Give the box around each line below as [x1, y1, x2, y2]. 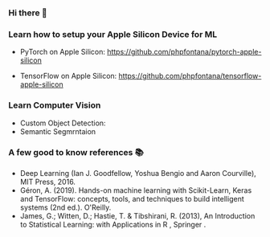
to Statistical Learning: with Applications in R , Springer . [19, 219, 207, 229]
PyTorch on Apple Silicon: [19, 47, 106, 57]
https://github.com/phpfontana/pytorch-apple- [107, 47, 262, 57]
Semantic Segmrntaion [19, 126, 96, 136]
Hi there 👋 [8, 7, 48, 18]
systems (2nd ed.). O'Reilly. [19, 202, 112, 212]
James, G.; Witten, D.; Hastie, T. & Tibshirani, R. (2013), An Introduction [19, 210, 256, 220]
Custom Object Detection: [19, 118, 106, 128]
